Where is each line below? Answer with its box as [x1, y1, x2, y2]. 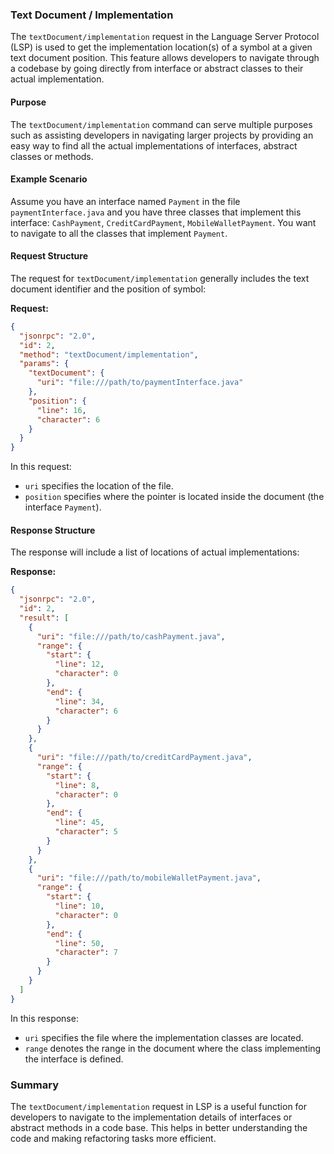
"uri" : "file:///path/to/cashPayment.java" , [36, 631, 226, 642]
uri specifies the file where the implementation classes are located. [24, 1031, 304, 1043]
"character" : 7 [54, 948, 118, 958]
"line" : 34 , [54, 696, 105, 707]
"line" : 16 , [36, 405, 87, 415]
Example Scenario [10, 173, 88, 185]
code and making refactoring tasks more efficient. [10, 1133, 217, 1145]
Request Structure [10, 250, 89, 262]
